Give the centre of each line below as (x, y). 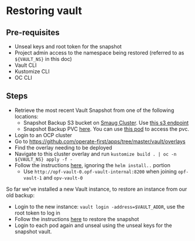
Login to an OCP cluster (43, 135)
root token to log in (37, 213)
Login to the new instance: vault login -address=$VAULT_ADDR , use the (100, 206)
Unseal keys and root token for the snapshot (68, 46)
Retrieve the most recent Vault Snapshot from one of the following (94, 110)
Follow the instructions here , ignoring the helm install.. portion (93, 165)
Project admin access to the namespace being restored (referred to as (99, 53)
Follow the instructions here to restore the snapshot (77, 219)
